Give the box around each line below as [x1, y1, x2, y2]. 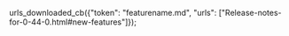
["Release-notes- [218, 8, 282, 18]
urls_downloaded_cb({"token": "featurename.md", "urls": [9, 8, 217, 18]
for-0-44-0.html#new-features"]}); [9, 17, 137, 27]
